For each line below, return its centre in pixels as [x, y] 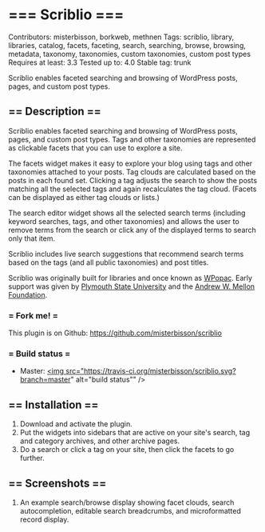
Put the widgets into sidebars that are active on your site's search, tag [135, 433]
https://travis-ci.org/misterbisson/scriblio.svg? [160, 371]
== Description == [55, 112]
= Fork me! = [33, 315]
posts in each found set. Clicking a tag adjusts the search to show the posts [133, 180]
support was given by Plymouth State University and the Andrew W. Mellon [132, 286]
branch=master [45, 380]
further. [32, 458]
